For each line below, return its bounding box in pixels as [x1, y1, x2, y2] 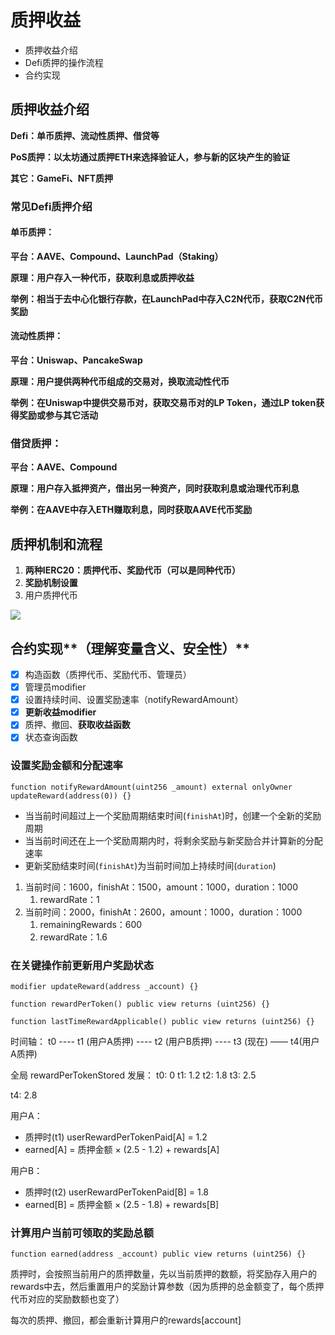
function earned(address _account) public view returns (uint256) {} [10, 1249, 307, 1260]
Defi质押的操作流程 [24, 56, 104, 68]
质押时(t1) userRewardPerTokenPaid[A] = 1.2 [24, 1131, 208, 1143]
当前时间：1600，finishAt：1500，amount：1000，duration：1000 [24, 881, 299, 893]
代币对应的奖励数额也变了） [10, 1293, 125, 1305]
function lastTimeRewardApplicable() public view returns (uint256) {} [10, 1016, 315, 1026]
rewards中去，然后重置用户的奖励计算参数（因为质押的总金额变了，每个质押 [10, 1281, 325, 1293]
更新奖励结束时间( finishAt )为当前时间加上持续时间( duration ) [24, 859, 277, 871]
